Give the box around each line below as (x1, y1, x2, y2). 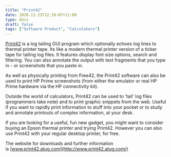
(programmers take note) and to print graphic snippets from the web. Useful (5, 99, 166, 105)
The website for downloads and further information (5, 141, 114, 147)
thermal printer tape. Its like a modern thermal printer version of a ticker (5, 46, 157, 52)
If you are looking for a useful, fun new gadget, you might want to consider (5, 120, 164, 126)
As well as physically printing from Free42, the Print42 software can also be (5, 72, 166, 78)
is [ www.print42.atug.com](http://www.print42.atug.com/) (5, 146, 128, 152)
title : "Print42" (5, 7, 43, 13)
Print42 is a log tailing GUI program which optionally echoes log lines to (5, 41, 157, 47)
